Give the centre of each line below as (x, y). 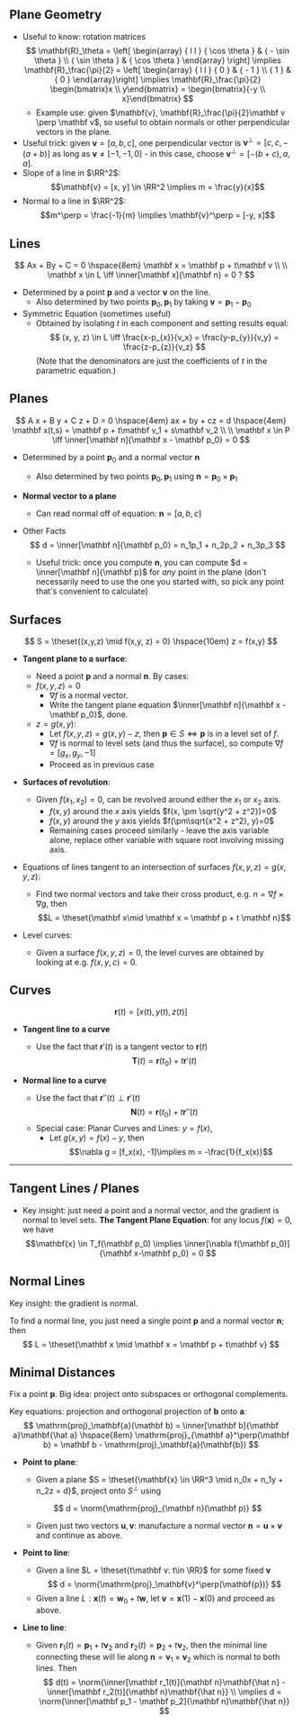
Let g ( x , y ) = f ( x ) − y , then (97, 1138)
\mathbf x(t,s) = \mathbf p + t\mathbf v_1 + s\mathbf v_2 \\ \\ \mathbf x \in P (151, 430)
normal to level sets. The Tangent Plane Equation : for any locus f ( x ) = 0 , (157, 1220)
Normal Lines (47, 1281)
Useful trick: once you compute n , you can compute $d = (142, 563)
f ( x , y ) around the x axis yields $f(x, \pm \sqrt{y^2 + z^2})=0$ (163, 811)
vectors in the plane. (74, 132)
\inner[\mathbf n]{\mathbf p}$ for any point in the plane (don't (151, 572)
